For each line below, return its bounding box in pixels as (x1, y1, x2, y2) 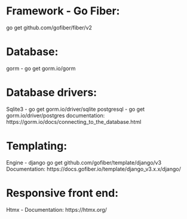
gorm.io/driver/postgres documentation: (6, 112, 105, 119)
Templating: (6, 139, 68, 153)
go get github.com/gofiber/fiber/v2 (6, 24, 93, 31)
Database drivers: (6, 86, 97, 99)
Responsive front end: (6, 186, 118, 200)
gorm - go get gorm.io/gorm (6, 65, 76, 72)
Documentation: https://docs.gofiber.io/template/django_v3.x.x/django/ (6, 165, 181, 172)
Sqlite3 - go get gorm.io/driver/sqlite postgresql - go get (6, 105, 145, 112)
